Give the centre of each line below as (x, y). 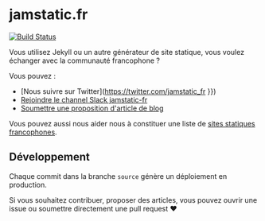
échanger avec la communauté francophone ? (84, 60)
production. (28, 184)
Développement (50, 157)
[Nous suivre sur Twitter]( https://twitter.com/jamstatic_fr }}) (118, 91)
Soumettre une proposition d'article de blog (92, 108)
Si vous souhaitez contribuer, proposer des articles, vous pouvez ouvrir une (133, 200)
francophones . (33, 132)
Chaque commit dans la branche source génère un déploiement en (118, 176)
